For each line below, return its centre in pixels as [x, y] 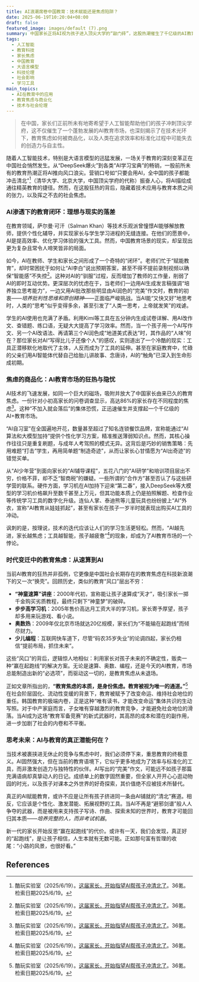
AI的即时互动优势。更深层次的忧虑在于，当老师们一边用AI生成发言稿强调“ [95, 283]
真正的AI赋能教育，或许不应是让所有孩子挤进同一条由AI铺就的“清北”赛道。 [97, 796]
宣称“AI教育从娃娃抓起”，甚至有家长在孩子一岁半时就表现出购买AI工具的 [104, 508]
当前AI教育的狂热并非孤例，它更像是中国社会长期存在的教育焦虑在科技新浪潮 [99, 574]
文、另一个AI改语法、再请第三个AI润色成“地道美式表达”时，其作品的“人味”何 [99, 333]
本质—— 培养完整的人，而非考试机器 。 [63, 818]
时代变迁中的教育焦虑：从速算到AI [55, 560]
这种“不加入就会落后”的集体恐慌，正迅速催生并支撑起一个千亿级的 [99, 409]
